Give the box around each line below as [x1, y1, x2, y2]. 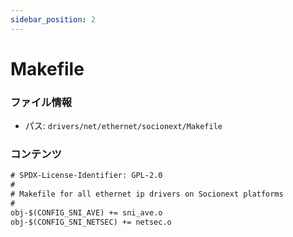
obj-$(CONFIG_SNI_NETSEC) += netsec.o [10, 217, 172, 227]
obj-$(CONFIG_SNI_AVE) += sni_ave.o [10, 207, 163, 218]
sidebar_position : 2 [10, 14, 97, 25]
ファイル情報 [10, 95, 73, 109]
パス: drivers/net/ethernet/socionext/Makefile [24, 120, 223, 132]
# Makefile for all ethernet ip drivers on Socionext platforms [10, 189, 284, 200]
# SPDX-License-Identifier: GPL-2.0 [10, 171, 163, 181]
